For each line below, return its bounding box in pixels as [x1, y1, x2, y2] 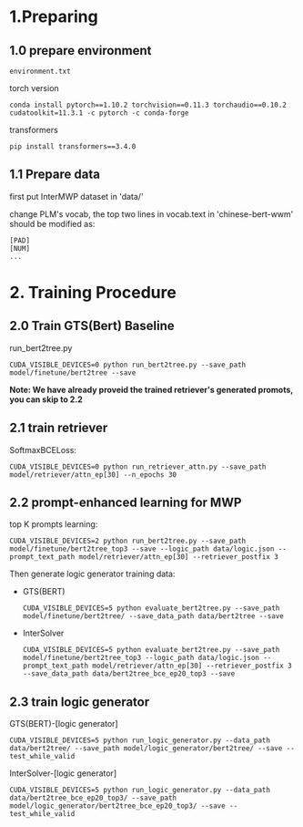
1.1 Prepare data [9, 167, 100, 182]
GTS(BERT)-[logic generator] [9, 718, 118, 729]
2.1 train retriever [9, 420, 108, 436]
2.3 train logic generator [9, 694, 150, 709]
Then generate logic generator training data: [9, 568, 176, 580]
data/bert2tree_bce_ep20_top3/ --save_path [9, 793, 177, 803]
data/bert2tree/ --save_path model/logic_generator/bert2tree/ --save [9, 744, 283, 753]
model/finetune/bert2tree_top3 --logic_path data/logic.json [22, 654, 260, 663]
